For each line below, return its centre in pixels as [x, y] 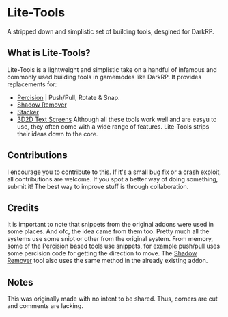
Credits [23, 208]
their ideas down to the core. [57, 134]
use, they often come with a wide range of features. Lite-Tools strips [113, 126]
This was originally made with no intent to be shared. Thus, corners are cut [113, 299]
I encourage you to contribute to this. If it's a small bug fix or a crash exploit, [114, 172]
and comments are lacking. [45, 306]
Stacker [28, 112]
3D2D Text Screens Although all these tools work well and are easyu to [117, 119]
